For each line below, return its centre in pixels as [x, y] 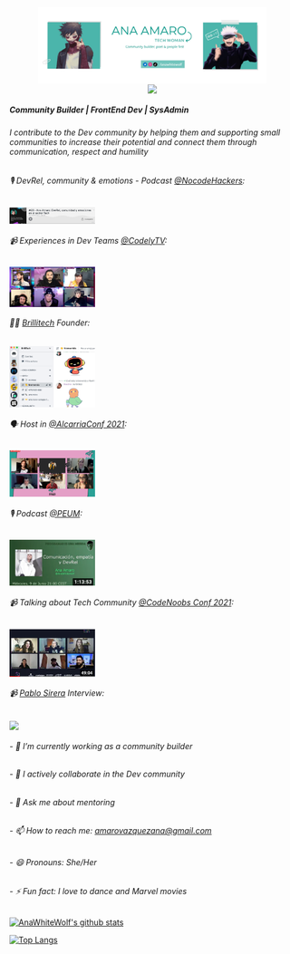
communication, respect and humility [79, 152]
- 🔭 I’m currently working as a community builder [101, 746]
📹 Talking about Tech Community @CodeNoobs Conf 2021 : [121, 602]
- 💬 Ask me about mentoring [62, 802]
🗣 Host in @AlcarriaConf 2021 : [68, 424]
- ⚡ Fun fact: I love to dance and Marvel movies [98, 891]
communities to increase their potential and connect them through [133, 142]
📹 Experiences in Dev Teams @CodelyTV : [88, 240]
